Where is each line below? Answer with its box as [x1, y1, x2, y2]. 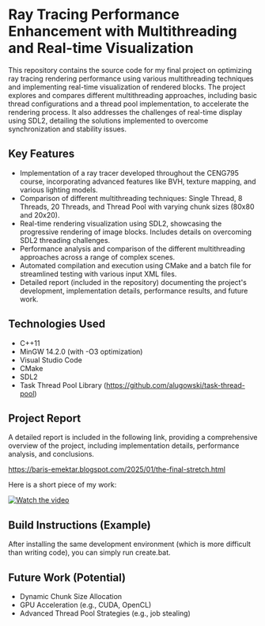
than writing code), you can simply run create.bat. [8, 548, 172, 557]
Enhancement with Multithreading [8, 22, 237, 40]
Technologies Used [8, 317, 105, 331]
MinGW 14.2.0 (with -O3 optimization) [19, 347, 143, 356]
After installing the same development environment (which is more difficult [8, 540, 252, 549]
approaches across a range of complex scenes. [19, 252, 176, 262]
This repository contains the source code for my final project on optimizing [8, 65, 252, 74]
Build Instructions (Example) [8, 518, 152, 532]
